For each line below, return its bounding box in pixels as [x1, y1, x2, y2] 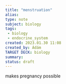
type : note [5, 17, 28, 22]
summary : [5, 54, 23, 60]
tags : [5, 26, 16, 31]
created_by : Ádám [5, 45, 41, 50]
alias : [5, 12, 19, 17]
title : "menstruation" [5, 7, 52, 13]
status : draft [5, 59, 35, 64]
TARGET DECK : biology [5, 50, 50, 55]
